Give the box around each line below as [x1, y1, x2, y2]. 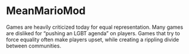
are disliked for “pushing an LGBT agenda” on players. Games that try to [6, 29, 180, 36]
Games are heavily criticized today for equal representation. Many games [6, 23, 184, 31]
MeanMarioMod [6, 4, 86, 18]
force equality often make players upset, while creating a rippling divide [6, 36, 179, 43]
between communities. [6, 42, 62, 49]
